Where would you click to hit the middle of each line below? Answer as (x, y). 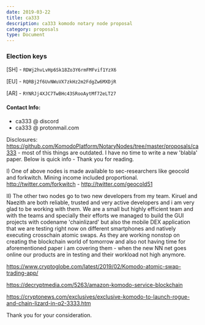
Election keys (27, 56)
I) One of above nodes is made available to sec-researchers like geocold (98, 171)
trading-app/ (22, 273)
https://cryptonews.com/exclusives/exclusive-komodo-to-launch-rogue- (98, 296)
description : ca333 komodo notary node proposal (69, 23)
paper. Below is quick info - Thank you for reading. (70, 159)
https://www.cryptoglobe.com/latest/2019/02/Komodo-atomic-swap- (94, 266)
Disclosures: (22, 139)
